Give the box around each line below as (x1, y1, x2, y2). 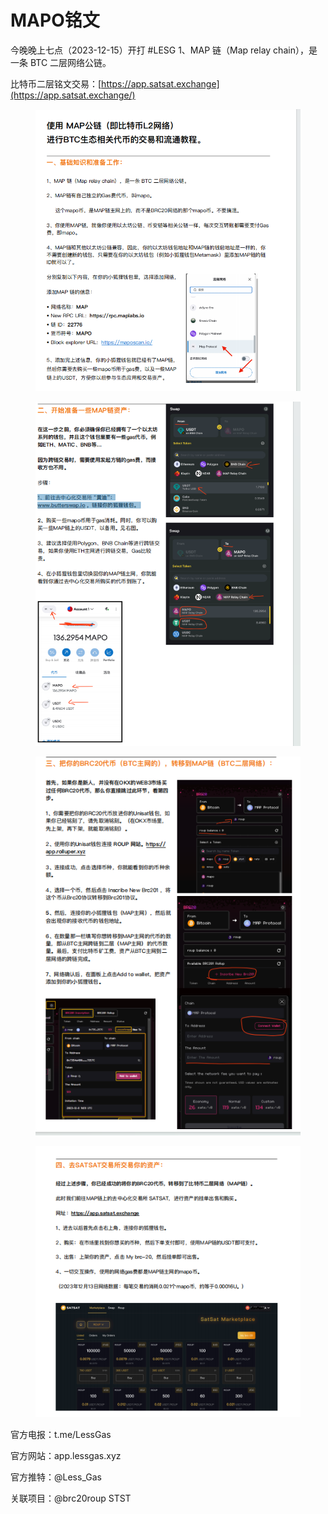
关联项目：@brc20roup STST (10, 1492, 132, 1505)
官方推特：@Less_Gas (10, 1471, 102, 1483)
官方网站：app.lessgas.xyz (10, 1450, 122, 1462)
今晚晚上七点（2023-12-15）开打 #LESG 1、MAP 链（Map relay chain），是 (10, 44, 318, 56)
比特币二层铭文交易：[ (10, 77, 102, 90)
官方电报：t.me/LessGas (10, 1429, 112, 1441)
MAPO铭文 (10, 9, 100, 32)
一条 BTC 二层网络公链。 (10, 56, 112, 68)
